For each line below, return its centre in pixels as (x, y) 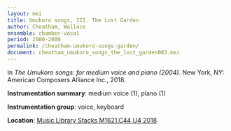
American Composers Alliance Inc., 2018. (66, 79)
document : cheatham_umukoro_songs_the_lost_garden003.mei (93, 53)
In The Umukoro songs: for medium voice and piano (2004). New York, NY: (116, 72)
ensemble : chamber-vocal (43, 33)
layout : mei (24, 14)
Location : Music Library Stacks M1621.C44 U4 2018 (82, 120)
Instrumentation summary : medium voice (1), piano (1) (86, 93)
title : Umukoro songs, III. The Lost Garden (73, 20)
